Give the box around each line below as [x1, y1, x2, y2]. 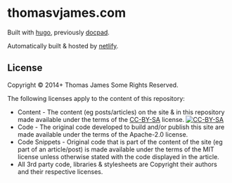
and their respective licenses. [17, 167, 103, 176]
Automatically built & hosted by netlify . [7, 41, 119, 50]
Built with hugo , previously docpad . [7, 28, 110, 36]
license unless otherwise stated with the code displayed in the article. [17, 152, 219, 161]
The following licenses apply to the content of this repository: [7, 94, 185, 102]
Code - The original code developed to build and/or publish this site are [17, 123, 225, 131]
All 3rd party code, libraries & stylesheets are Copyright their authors [17, 160, 218, 168]
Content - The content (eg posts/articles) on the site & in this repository [17, 107, 225, 116]
